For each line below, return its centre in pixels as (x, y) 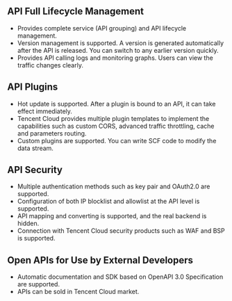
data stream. (35, 148)
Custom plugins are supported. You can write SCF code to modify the (117, 140)
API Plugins (33, 87)
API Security (35, 170)
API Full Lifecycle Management (76, 11)
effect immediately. (45, 111)
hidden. (28, 223)
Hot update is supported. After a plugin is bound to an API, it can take (116, 104)
